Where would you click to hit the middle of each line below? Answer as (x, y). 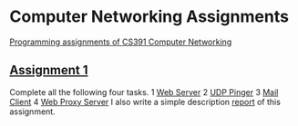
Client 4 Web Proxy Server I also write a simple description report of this (145, 102)
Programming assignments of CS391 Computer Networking (121, 42)
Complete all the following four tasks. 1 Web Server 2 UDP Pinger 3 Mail (144, 92)
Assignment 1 (49, 70)
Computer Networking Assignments (149, 17)
